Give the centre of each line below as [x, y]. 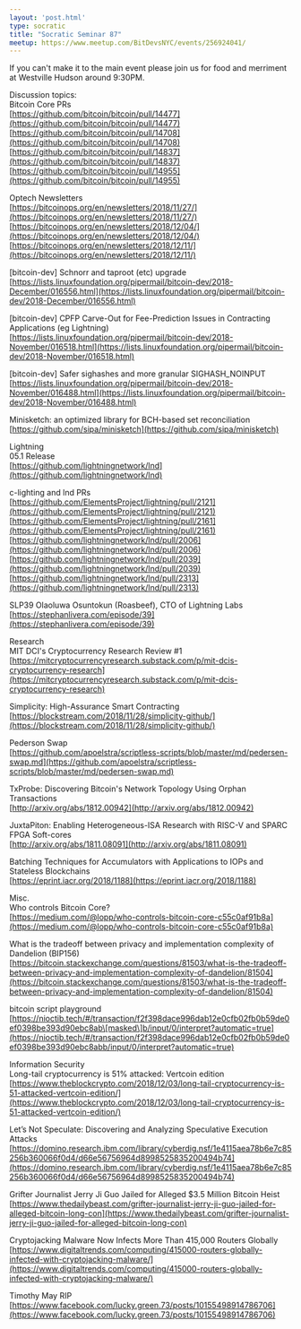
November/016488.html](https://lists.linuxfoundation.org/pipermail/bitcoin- [148, 393]
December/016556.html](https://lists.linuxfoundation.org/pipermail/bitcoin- [147, 291]
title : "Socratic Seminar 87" [66, 34]
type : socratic [38, 26]
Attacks [23, 1139]
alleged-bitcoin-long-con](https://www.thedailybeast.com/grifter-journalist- [149, 1213]
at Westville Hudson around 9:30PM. [77, 78]
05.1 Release [32, 456]
